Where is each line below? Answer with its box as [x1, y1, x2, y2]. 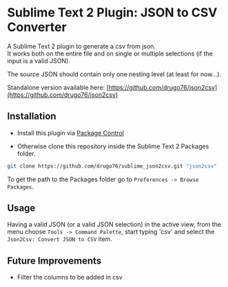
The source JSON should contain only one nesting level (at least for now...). [7, 70, 222, 78]
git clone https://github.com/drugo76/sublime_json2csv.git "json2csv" [7, 163, 217, 170]
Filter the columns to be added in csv [17, 273, 123, 282]
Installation [7, 111, 56, 122]
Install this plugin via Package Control [17, 128, 124, 137]
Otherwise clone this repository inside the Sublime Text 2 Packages [17, 142, 209, 150]
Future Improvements [7, 255, 102, 266]
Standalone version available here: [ [7, 83, 109, 91]
